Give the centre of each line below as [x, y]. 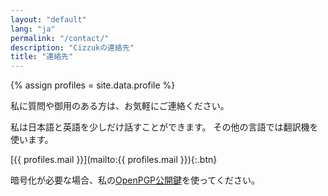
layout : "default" [48, 19]
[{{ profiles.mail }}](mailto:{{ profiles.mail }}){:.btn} [114, 160]
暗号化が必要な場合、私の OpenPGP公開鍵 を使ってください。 [135, 180]
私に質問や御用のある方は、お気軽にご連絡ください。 [120, 106]
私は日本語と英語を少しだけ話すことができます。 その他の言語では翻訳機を [164, 127]
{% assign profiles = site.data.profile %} [93, 85]
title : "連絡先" [42, 57]
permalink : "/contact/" [60, 38]
